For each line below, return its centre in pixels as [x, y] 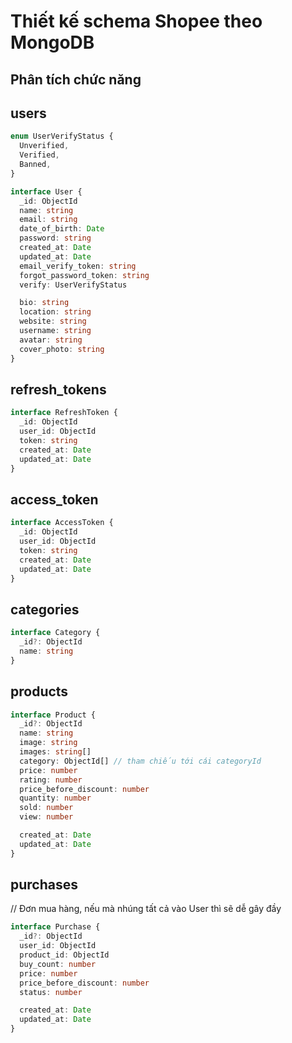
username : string [55, 331]
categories [45, 609]
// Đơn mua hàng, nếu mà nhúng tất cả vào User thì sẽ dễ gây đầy [146, 909]
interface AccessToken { [62, 523]
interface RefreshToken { [64, 413]
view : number [46, 817]
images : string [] [55, 752]
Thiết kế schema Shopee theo [136, 21]
